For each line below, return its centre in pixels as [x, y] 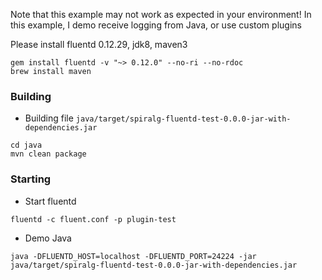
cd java [26, 145]
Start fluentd [50, 201]
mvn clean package [48, 154]
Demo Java [48, 238]
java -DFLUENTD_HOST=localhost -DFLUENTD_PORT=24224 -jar [133, 256]
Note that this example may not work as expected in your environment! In [161, 14]
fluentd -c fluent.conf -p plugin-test [93, 219]
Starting [31, 179]
